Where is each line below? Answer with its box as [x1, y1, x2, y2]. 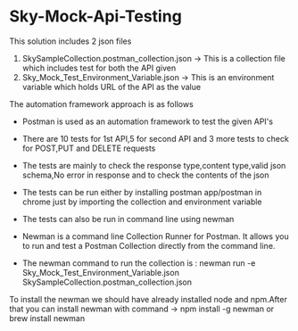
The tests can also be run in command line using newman [21, 213, 235, 224]
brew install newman [9, 312, 86, 323]
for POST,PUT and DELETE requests [21, 143, 156, 153]
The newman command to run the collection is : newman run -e [21, 257, 256, 269]
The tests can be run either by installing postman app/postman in [21, 186, 262, 197]
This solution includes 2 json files [9, 36, 132, 46]
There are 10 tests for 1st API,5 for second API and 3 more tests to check [21, 133, 290, 144]
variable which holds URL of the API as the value [21, 81, 202, 92]
